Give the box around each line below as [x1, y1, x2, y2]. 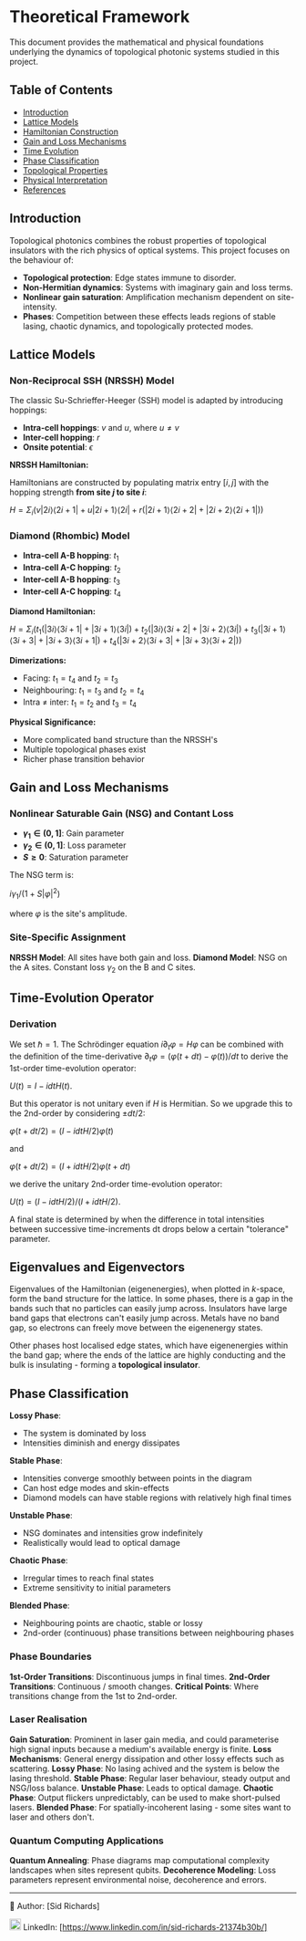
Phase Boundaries [9, 1650, 93, 1663]
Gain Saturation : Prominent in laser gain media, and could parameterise [9, 1734, 280, 1745]
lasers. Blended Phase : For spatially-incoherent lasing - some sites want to [9, 1801, 291, 1812]
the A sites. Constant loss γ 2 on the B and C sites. [9, 961, 196, 975]
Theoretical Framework [9, 6, 190, 27]
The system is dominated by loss [22, 1428, 147, 1439]
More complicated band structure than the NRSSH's [22, 734, 219, 745]
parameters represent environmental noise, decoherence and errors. [9, 1874, 267, 1885]
